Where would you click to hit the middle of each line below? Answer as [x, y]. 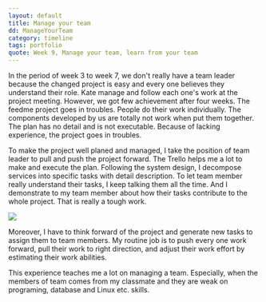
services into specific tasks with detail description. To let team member [125, 176]
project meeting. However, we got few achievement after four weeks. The [129, 101]
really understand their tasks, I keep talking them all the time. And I [118, 184]
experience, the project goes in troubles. [75, 135]
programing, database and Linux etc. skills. [79, 290]
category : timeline [41, 38]
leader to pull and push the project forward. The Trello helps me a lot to [125, 159]
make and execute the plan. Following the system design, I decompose [125, 167]
